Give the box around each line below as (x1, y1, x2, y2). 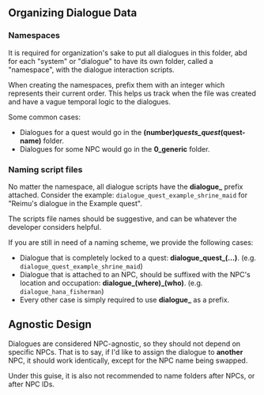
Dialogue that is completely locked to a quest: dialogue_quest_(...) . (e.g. (19, 253, 257, 262)
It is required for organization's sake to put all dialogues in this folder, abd (8, 47, 247, 58)
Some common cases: (8, 112, 81, 122)
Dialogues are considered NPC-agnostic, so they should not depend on (8, 339, 241, 348)
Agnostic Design (8, 318, 92, 331)
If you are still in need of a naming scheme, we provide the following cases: (8, 237, 254, 247)
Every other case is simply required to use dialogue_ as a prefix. (19, 295, 230, 304)
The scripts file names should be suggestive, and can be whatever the (8, 213, 237, 224)
